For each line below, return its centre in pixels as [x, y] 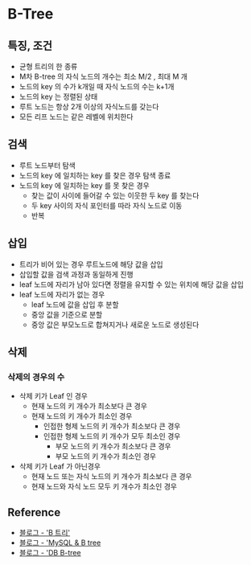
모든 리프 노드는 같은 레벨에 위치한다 [76, 117]
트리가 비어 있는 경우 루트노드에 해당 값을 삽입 [91, 264]
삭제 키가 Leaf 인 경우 [53, 396]
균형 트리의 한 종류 [48, 66]
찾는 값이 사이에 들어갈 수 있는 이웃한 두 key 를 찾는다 [115, 195]
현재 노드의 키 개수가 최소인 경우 [82, 416]
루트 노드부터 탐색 [47, 165]
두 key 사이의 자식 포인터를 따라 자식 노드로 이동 [107, 205]
